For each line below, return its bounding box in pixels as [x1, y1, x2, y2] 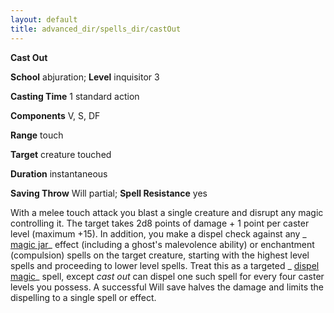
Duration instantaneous [10, 167, 108, 180]
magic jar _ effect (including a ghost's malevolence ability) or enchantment [10, 238, 315, 250]
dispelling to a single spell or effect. [10, 291, 157, 303]
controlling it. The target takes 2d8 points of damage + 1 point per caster [10, 217, 310, 229]
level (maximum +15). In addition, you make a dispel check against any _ [10, 227, 307, 240]
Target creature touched [10, 148, 112, 160]
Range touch [10, 129, 64, 141]
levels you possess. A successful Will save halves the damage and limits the [10, 281, 325, 293]
